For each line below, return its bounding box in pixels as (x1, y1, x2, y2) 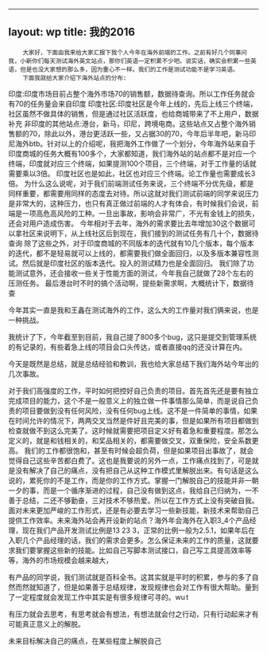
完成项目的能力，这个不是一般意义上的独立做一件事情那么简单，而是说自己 (8, 395, 252, 405)
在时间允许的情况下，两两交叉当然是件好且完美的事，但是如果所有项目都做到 (8, 415, 259, 425)
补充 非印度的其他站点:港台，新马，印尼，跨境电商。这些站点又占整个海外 (8, 119, 249, 128)
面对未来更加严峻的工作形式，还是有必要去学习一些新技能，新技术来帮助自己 (8, 505, 259, 515)
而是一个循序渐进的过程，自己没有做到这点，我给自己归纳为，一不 (42, 486, 259, 495)
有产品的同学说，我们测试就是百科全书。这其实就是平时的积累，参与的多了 (8, 572, 252, 582)
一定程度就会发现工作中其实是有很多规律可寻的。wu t (14, 592, 189, 602)
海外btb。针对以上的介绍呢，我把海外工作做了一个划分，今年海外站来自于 (14, 139, 256, 148)
